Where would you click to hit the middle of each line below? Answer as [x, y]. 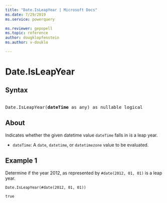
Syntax [17, 90]
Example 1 [21, 161]
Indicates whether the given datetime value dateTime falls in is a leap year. [81, 135]
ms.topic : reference [27, 33]
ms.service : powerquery [30, 19]
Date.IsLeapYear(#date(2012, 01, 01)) [46, 187]
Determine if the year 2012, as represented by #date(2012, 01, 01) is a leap [84, 173]
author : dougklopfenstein [32, 38]
